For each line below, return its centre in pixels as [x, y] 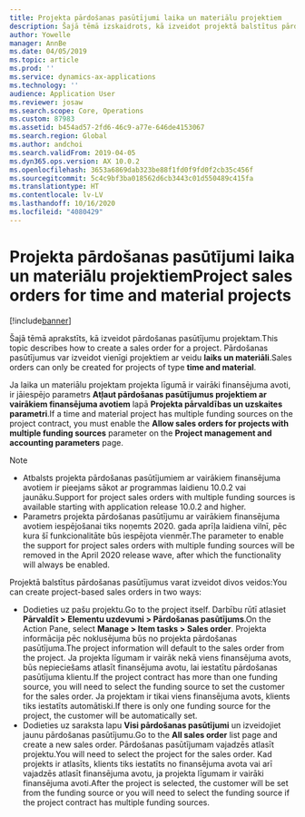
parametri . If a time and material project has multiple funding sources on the [151, 413]
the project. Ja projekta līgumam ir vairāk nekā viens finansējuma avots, [157, 657]
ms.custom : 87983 [42, 119]
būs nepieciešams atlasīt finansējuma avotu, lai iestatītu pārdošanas [150, 667]
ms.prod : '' [32, 69]
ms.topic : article [44, 60]
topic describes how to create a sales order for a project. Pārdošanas [139, 348]
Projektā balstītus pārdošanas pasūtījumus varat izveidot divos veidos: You [148, 582]
